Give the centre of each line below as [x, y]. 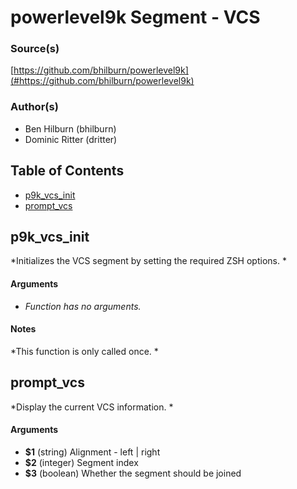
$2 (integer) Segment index [81, 462]
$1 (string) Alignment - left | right [92, 452]
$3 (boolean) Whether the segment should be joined [133, 473]
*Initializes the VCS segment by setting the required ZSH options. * [148, 261]
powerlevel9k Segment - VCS [135, 17]
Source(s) [35, 49]
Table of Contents [67, 171]
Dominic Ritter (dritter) [71, 139]
